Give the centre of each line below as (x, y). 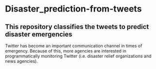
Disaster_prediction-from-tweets (73, 9)
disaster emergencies (39, 34)
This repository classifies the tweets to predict (77, 27)
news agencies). (21, 61)
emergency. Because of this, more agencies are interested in (66, 51)
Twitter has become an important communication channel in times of (74, 46)
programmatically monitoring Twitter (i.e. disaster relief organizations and (78, 56)
